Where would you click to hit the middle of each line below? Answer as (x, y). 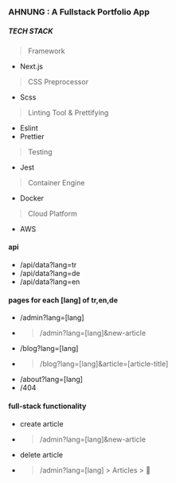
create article (41, 423)
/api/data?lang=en (50, 282)
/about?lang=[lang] (51, 380)
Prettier (32, 136)
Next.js (31, 66)
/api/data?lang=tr (48, 265)
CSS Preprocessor (58, 81)
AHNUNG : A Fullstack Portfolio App (79, 12)
